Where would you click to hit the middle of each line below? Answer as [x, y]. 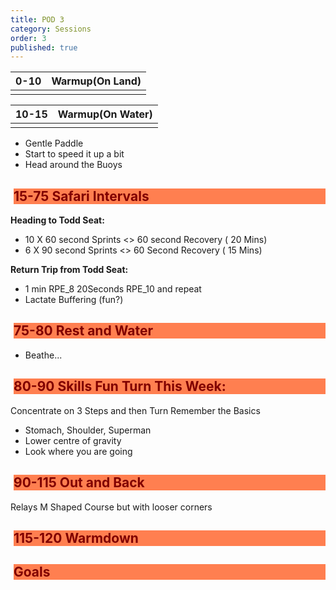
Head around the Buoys [73, 165]
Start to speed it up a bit [74, 154]
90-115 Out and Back [79, 482]
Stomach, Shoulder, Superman [88, 430]
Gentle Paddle [54, 143]
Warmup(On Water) [105, 114]
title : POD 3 [37, 19]
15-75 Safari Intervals [81, 196]
